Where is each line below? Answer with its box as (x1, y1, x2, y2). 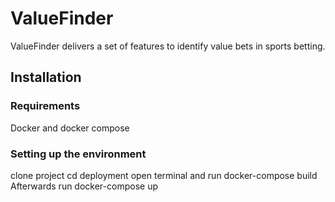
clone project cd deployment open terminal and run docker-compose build (10, 169, 318, 181)
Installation (10, 69, 82, 86)
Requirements (10, 99, 81, 113)
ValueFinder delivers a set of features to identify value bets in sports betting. (10, 40, 326, 52)
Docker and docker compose (10, 122, 130, 134)
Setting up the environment (10, 147, 147, 161)
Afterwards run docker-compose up (10, 180, 158, 192)
